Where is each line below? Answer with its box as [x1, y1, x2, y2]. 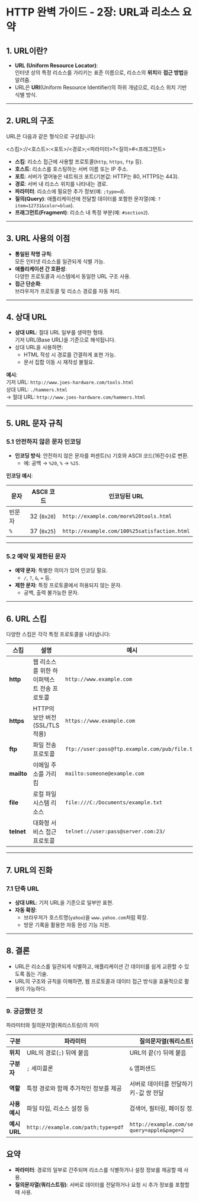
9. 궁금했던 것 [6, 1007, 43, 1015]
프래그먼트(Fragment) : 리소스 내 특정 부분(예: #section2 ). [14, 208, 150, 216]
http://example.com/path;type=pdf [26, 1124, 124, 1131]
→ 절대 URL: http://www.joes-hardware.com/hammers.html [6, 393, 146, 401]
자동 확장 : [14, 906, 37, 914]
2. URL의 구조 [6, 116, 54, 126]
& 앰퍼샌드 [129, 1064, 156, 1073]
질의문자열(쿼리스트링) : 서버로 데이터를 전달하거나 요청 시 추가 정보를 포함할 [14, 1181, 190, 1188]
